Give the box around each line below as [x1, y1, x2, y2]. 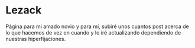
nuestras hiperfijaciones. [5, 35, 66, 42]
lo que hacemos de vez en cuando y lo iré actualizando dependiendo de [5, 29, 181, 36]
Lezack [5, 4, 42, 17]
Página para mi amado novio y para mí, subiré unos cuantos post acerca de [5, 23, 190, 30]
